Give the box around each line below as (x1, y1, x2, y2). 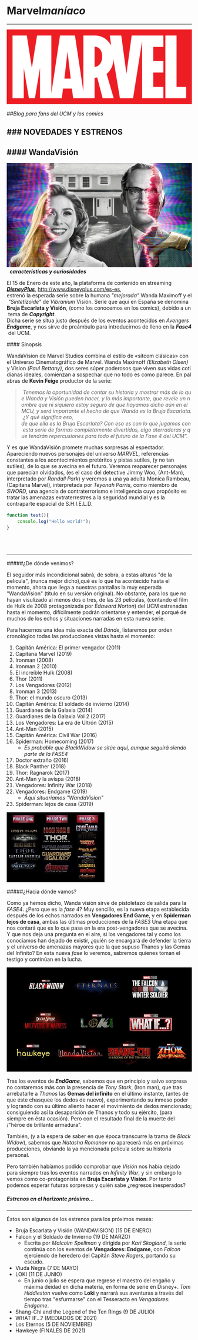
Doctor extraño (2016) (15, 757, 69, 764)
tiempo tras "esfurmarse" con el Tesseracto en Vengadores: (24, 1296, 170, 1303)
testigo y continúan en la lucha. (6, 956, 83, 963)
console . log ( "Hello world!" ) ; (17, 519, 92, 525)
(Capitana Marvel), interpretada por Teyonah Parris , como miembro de (6, 482, 178, 489)
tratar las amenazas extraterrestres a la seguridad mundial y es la (6, 494, 165, 501)
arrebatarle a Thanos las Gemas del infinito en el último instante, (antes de (6, 1090, 189, 1097)
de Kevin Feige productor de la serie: (21, 377, 112, 384)
